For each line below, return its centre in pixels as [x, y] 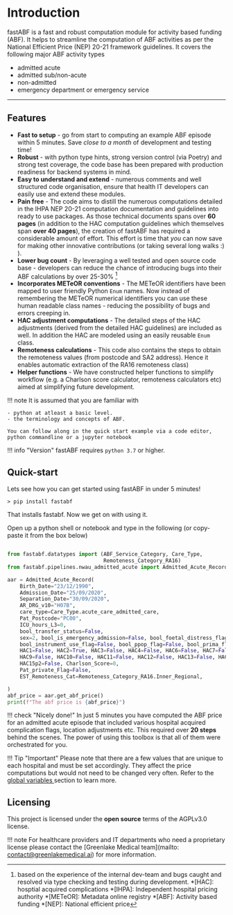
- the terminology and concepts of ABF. [67, 419]
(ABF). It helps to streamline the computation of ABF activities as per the [110, 39]
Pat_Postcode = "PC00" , [51, 619]
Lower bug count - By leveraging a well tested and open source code [116, 260]
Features [27, 118]
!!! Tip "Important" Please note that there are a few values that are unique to [115, 758]
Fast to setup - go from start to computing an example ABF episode [114, 135]
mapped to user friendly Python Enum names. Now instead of [103, 291]
